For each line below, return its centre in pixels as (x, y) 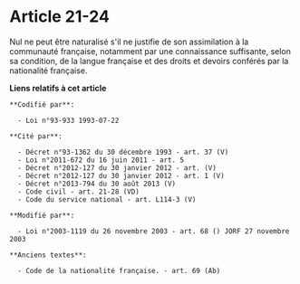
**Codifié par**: (42, 104)
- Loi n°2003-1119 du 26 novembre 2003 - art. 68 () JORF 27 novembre (154, 231)
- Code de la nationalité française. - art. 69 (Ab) (119, 270)
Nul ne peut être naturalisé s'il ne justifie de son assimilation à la (129, 42)
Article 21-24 (60, 17)
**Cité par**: (36, 136)
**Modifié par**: (42, 215)
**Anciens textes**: (48, 255)
